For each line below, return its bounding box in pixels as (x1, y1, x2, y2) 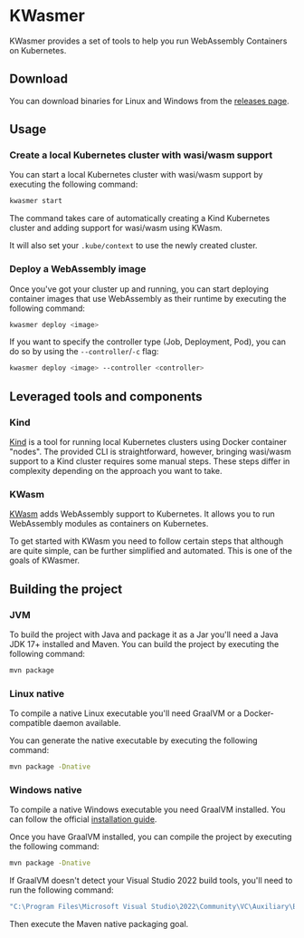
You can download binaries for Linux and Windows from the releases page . (9, 95, 290, 106)
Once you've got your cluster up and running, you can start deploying (9, 283, 270, 295)
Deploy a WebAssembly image (9, 263, 147, 276)
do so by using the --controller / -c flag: (9, 346, 159, 357)
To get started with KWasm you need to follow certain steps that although (9, 536, 283, 546)
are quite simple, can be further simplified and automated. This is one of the (9, 546, 292, 556)
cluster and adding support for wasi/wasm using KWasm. (9, 223, 223, 234)
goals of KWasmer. (9, 555, 80, 566)
